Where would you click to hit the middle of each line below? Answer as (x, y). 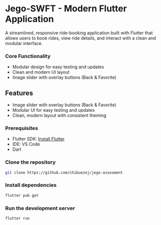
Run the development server (40, 208)
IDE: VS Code (26, 144)
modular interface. (24, 43)
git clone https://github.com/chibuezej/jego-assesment (64, 173)
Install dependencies (31, 185)
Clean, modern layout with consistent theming (59, 115)
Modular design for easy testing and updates (58, 67)
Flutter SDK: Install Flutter (38, 139)
